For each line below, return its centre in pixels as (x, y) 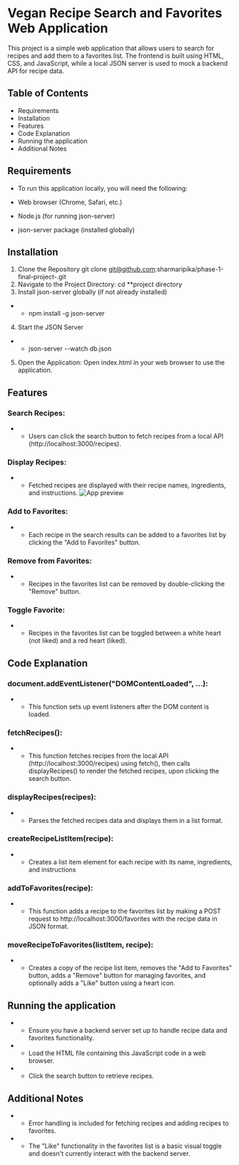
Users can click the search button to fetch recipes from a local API (126, 436)
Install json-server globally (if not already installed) (92, 292)
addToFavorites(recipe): (50, 888)
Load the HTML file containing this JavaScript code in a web (117, 1053)
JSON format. (49, 926)
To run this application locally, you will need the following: (102, 188)
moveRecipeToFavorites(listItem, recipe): (80, 945)
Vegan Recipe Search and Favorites (115, 13)
